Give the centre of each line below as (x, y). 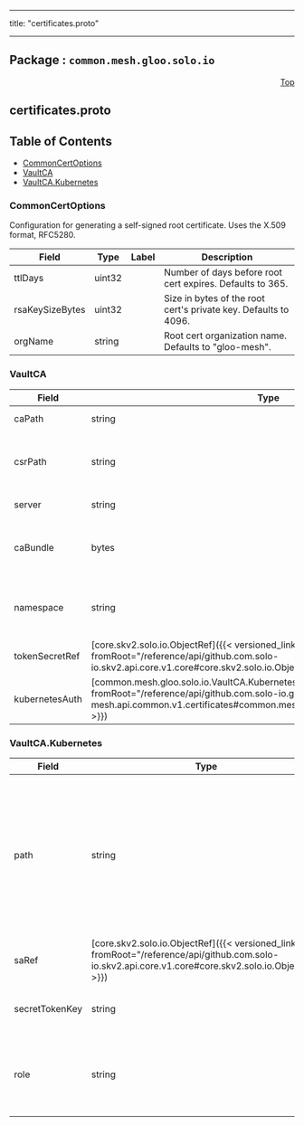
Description (227, 257)
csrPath (30, 461)
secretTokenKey (48, 1008)
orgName (34, 342)
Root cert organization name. (226, 336)
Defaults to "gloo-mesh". (218, 347)
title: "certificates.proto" (54, 23)
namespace (39, 607)
